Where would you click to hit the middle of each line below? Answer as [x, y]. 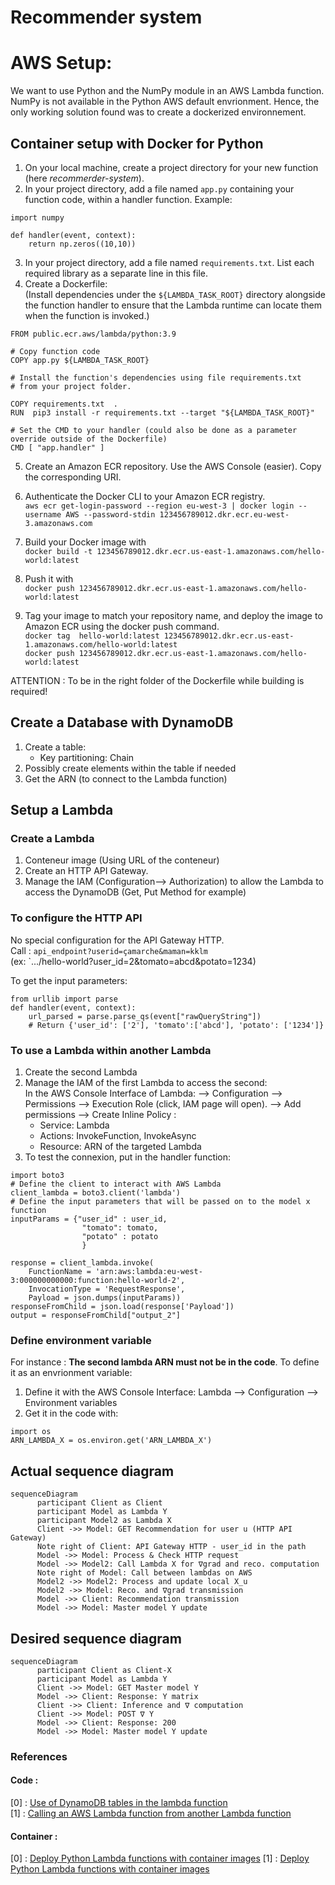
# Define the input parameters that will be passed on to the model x [160, 1202]
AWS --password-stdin [110, 514]
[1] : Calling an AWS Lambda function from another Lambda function [151, 1813]
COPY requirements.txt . [64, 404]
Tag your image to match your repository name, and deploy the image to [173, 615]
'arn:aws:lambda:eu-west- [149, 1272]
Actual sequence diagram [92, 1471]
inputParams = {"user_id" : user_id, [89, 1219]
